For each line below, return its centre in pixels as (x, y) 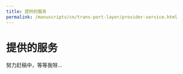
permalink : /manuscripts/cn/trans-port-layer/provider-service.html (92, 17)
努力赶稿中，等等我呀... (34, 65)
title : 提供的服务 (26, 11)
